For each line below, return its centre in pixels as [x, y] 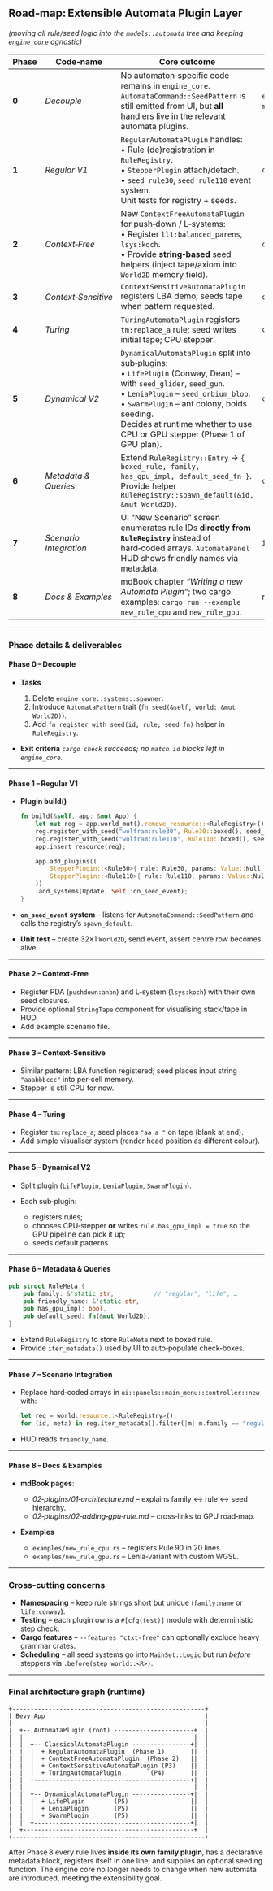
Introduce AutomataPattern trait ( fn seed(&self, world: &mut [134, 706]
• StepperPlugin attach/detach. [180, 170]
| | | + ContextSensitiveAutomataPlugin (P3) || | [108, 1766]
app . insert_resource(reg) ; [81, 846]
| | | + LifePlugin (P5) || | [108, 1801]
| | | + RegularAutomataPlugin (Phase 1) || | [108, 1751]
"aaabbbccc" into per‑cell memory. [77, 1080]
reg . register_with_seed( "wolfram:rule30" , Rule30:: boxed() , [139, 831]
